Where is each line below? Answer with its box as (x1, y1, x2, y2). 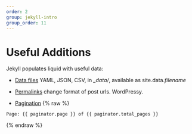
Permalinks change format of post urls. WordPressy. (14, 88, 144, 95)
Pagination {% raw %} (14, 99, 70, 107)
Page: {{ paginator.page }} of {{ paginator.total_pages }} (6, 111, 159, 117)
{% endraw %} (6, 121, 43, 129)
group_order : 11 (6, 20, 47, 26)
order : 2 (6, 8, 28, 15)
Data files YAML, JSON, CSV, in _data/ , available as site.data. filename (14, 77, 187, 84)
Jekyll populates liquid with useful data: (6, 65, 104, 72)
